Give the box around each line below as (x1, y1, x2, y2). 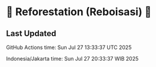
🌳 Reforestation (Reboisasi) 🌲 (6, 5, 152, 19)
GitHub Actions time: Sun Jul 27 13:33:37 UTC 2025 (6, 44, 132, 51)
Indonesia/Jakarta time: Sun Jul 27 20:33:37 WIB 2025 (6, 55, 139, 62)
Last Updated (6, 29, 57, 38)
